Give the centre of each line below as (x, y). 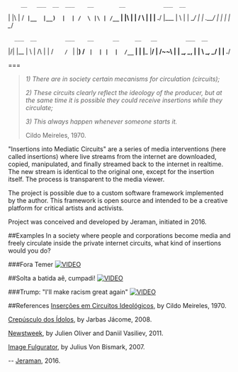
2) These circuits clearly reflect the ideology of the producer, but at (124, 93)
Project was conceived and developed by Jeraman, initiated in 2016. (108, 222)
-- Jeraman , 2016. (34, 361)
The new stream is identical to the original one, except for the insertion (111, 171)
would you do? (30, 251)
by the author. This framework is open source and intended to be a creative (118, 201)
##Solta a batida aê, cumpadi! (52, 278)
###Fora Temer (31, 264)
